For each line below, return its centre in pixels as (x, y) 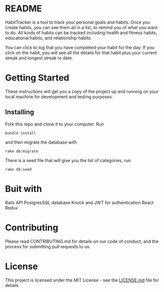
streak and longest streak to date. (39, 58)
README (24, 9)
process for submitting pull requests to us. (48, 246)
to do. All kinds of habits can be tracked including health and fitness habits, (81, 32)
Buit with (24, 189)
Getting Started (37, 78)
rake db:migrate (22, 151)
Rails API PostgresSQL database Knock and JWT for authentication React (79, 202)
